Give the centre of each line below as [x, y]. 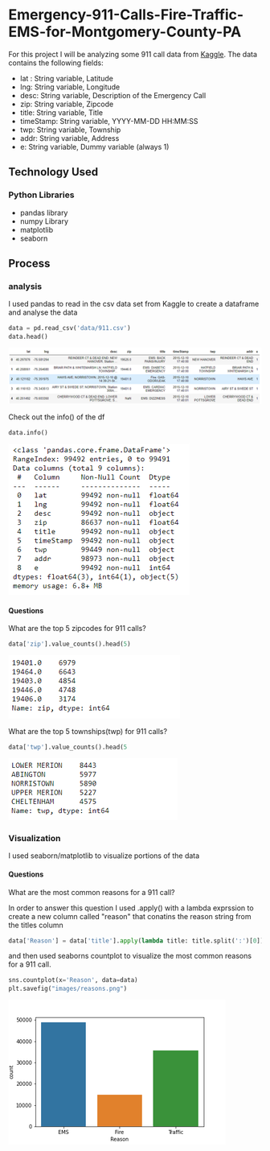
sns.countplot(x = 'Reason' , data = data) [73, 980]
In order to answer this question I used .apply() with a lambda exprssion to [131, 908]
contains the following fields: [56, 63]
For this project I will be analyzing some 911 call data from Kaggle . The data [133, 54]
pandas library [44, 212]
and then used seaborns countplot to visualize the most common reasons [130, 956]
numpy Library [44, 221]
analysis [25, 286]
